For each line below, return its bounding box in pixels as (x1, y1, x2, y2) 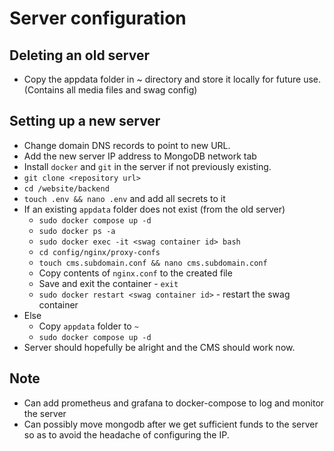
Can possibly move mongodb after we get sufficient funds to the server (23, 418, 319, 430)
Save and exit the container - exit (38, 277, 179, 289)
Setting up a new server (9, 113, 161, 130)
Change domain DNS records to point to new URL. (23, 139, 231, 151)
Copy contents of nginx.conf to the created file (38, 267, 233, 279)
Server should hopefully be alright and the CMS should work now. (23, 341, 296, 353)
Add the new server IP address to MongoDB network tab (23, 150, 257, 162)
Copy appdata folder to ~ (38, 320, 139, 332)
